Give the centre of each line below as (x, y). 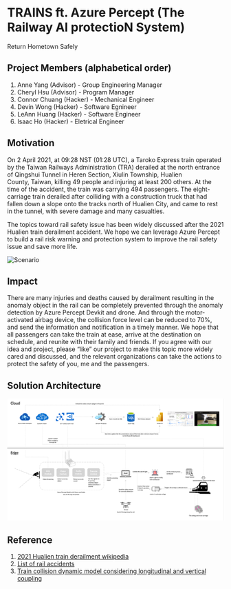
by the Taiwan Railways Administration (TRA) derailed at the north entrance (114, 167)
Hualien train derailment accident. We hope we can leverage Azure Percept (113, 232)
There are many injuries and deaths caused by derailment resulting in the (111, 298)
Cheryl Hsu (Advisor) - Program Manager (76, 92)
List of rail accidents (46, 564)
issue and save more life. (42, 246)
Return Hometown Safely (43, 46)
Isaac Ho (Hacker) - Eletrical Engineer (71, 121)
